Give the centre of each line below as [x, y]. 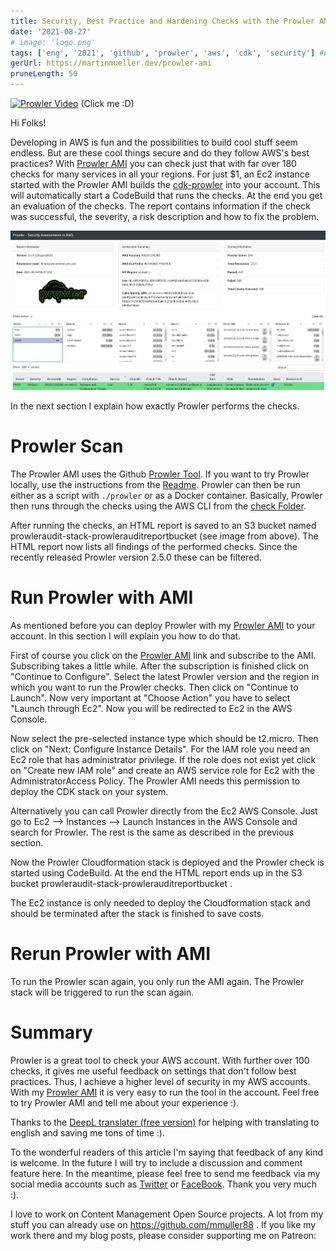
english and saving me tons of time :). [87, 1132]
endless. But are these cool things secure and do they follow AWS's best [160, 153]
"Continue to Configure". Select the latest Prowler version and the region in [165, 677]
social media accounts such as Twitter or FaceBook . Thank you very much [163, 1184]
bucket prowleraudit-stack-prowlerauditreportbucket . [121, 884]
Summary [51, 1032]
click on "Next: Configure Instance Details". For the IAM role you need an [160, 749]
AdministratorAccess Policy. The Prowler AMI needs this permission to [155, 781]
